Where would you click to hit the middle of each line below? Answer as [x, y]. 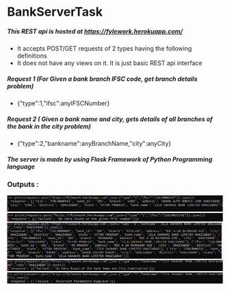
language [21, 166]
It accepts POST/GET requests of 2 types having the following [104, 49]
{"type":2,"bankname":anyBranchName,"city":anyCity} [94, 144]
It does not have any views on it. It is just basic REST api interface [110, 63]
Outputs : [23, 184]
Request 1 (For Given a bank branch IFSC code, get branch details [102, 79]
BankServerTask [55, 12]
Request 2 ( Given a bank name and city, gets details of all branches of [110, 119]
